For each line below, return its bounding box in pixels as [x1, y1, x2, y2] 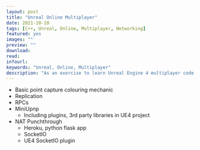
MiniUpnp [14, 105, 40, 112]
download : [6, 48, 31, 54]
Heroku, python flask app [23, 124, 87, 131]
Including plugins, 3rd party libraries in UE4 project [23, 112, 150, 119]
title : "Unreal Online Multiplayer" [6, 14, 98, 20]
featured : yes [6, 31, 42, 37]
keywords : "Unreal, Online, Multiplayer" [6, 64, 111, 71]
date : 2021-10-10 [6, 20, 50, 26]
